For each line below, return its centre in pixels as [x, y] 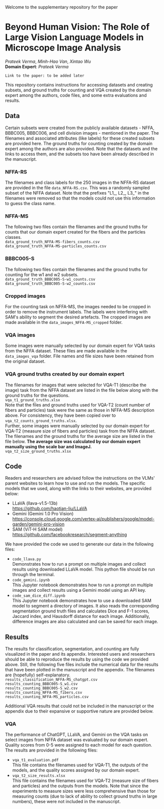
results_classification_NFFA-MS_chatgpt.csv [51, 680]
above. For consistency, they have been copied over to [61, 415]
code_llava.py [27, 559]
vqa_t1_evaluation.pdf [35, 760]
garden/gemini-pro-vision [38, 524]
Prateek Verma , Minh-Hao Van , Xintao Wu [48, 61]
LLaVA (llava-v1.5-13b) [35, 503]
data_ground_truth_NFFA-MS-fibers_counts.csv [52, 242]
